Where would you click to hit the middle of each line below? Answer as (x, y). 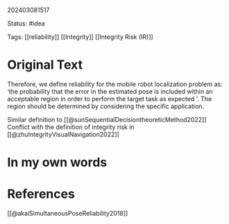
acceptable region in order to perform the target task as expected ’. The (110, 98)
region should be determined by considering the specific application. (106, 106)
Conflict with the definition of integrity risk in (71, 127)
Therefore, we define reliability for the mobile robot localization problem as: (115, 84)
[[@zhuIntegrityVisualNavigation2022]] (63, 134)
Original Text (45, 65)
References (41, 194)
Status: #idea (26, 23)
